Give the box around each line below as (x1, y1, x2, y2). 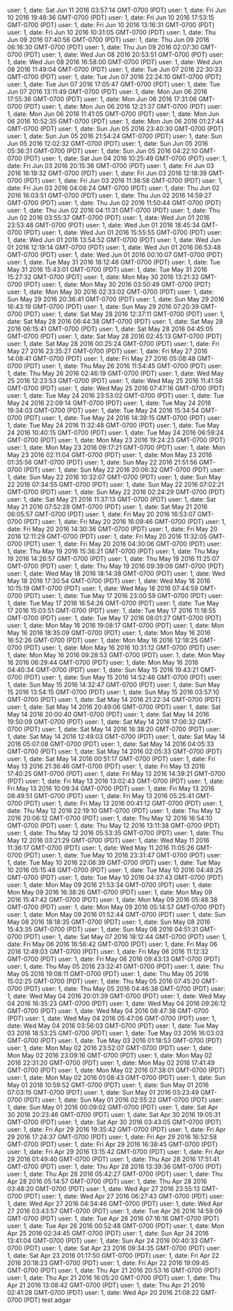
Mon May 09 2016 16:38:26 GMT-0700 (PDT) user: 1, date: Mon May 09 (7, 888, 213, 896)
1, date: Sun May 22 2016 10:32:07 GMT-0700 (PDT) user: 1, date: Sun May (7, 473, 221, 481)
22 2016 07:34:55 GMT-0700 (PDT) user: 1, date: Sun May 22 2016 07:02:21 (7, 481, 224, 488)
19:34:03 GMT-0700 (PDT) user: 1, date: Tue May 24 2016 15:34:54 (7, 406, 200, 414)
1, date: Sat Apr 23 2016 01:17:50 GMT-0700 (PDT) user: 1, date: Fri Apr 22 (7, 1252, 220, 1259)
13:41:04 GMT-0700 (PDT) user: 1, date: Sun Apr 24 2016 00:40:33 (7, 1236, 198, 1245)
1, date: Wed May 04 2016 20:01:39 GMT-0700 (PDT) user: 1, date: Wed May (7, 992, 226, 1000)
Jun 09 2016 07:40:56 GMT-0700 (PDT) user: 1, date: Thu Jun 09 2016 (7, 36, 210, 44)
